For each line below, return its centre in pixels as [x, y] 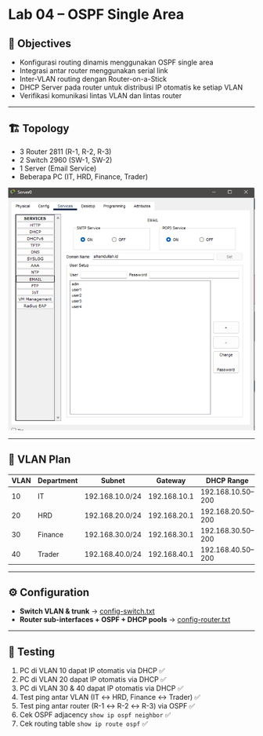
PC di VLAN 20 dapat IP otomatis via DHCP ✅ [93, 679]
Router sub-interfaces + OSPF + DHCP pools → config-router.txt [125, 620]
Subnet [113, 481]
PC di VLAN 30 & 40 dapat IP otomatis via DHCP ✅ [101, 688]
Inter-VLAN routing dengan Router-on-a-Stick [93, 79]
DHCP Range [227, 481]
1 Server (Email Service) [58, 168]
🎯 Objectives [40, 44]
